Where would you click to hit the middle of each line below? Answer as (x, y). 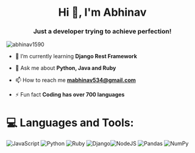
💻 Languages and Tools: (70, 122)
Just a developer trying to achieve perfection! (102, 32)
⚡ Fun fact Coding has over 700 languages (70, 95)
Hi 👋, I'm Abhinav (102, 12)
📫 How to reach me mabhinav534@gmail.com (75, 80)
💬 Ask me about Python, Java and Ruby (66, 68)
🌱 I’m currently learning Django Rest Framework (76, 56)
